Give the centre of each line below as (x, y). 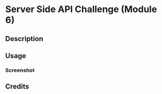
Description (24, 39)
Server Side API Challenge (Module (81, 9)
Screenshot (20, 70)
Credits (17, 87)
